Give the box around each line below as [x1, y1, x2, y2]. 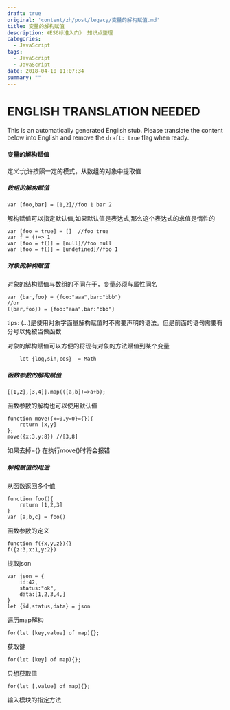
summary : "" [7, 74, 41, 81]
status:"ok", [19, 585, 57, 592]
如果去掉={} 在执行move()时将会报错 [7, 446, 111, 454]
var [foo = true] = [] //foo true [7, 228, 109, 235]
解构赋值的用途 [7, 463, 49, 472]
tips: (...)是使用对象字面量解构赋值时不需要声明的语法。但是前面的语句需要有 [7, 319, 223, 327]
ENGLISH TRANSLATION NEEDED [7, 104, 200, 119]
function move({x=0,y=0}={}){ [7, 415, 94, 423]
